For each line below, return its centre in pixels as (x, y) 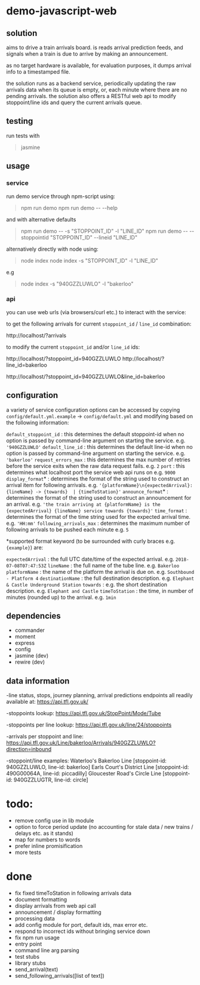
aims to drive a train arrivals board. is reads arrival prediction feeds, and (95, 47)
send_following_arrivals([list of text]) (59, 976)
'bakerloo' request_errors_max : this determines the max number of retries (99, 460)
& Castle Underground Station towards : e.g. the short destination (87, 584)
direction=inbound (29, 749)
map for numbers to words (47, 840)
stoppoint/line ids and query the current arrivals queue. (74, 102)
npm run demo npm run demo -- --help (69, 208)
